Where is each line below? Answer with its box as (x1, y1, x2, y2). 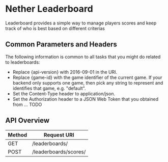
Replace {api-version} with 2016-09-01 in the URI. (12, 69, 118, 75)
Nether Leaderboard (5, 3, 93, 15)
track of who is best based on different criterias (5, 25, 105, 31)
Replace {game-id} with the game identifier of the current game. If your (12, 74, 162, 80)
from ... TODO (12, 101, 42, 107)
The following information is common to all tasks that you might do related (5, 53, 161, 60)
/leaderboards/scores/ (32, 148, 86, 155)
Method (8, 131, 27, 138)
